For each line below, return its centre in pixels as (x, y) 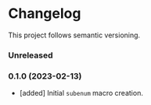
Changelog (45, 14)
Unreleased (31, 55)
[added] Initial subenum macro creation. (81, 93)
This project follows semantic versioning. (74, 35)
